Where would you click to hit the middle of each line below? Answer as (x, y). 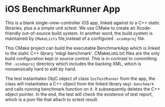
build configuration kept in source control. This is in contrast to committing (81, 58)
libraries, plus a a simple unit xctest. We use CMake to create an (70, 28)
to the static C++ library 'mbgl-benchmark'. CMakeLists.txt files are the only (82, 53)
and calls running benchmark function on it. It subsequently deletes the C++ (83, 89)
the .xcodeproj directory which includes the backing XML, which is (73, 64)
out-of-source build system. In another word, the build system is (87, 33)
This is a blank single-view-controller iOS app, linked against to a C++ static (82, 23)
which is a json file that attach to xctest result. (52, 99)
